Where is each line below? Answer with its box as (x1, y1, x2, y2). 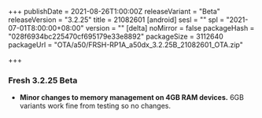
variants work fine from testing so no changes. (19, 101, 172, 111)
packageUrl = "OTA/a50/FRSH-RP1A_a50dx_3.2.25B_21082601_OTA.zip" (8, 40, 244, 50)
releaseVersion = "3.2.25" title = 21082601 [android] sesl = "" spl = (8, 15, 225, 24)
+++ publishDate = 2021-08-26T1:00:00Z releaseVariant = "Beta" (8, 7, 220, 16)
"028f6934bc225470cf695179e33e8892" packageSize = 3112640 (8, 31, 224, 41)
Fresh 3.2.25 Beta (8, 75, 78, 86)
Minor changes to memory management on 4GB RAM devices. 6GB (19, 93, 244, 102)
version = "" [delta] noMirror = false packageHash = (85, 24, 255, 32)
